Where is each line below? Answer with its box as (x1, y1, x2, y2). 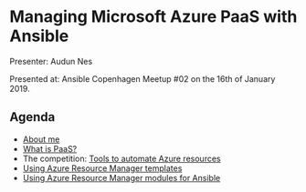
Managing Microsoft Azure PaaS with (9, 6, 298, 27)
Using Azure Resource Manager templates (22, 162, 183, 174)
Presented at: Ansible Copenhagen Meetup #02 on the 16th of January (9, 73, 276, 84)
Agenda (9, 109, 56, 125)
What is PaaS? (22, 143, 78, 154)
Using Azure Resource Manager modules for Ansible (22, 172, 221, 183)
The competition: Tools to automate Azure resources (22, 153, 221, 164)
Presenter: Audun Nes (9, 56, 93, 66)
